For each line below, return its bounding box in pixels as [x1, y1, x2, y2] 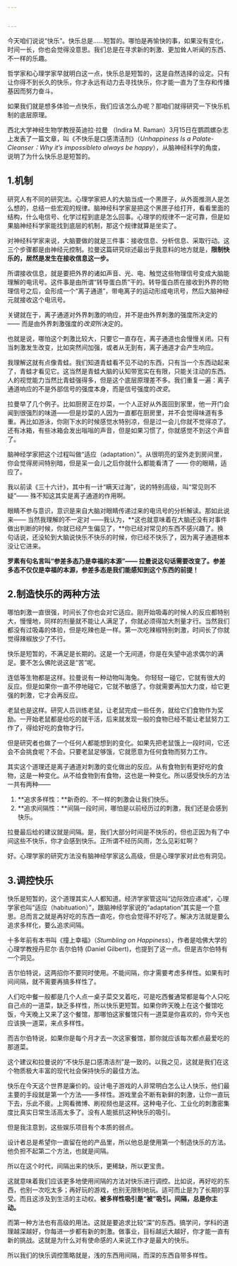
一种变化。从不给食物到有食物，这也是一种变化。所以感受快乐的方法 [31, 771, 230, 780]
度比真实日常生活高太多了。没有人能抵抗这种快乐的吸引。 [7, 1108, 174, 1116]
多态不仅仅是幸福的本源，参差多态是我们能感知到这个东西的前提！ [7, 566, 199, 574]
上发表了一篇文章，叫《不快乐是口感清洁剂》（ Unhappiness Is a [7, 134, 191, 143]
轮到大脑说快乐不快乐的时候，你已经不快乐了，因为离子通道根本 [44, 532, 230, 541]
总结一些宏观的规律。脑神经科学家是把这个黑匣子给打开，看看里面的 [31, 203, 230, 212]
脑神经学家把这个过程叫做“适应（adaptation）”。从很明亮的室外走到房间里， [7, 450, 226, 458]
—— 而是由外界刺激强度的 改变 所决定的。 [7, 319, 127, 328]
